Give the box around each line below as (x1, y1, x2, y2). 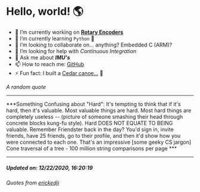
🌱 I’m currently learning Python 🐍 (14, 35, 95, 42)
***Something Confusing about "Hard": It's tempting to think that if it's (6, 100, 181, 107)
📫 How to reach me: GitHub (14, 60, 85, 67)
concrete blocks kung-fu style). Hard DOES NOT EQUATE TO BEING (6, 119, 173, 126)
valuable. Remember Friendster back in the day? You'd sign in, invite (6, 126, 174, 133)
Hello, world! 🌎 (6, 5, 84, 18)
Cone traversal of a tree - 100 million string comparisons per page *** (6, 144, 177, 152)
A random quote (6, 83, 46, 90)
